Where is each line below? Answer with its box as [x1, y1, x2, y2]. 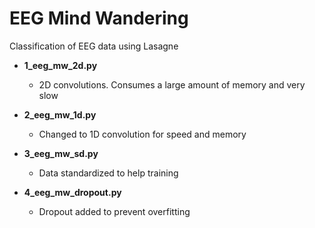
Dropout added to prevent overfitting [38, 205, 191, 217]
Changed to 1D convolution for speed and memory [38, 128, 247, 140]
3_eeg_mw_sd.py [23, 147, 99, 159]
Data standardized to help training [38, 167, 179, 179]
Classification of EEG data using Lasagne [9, 40, 179, 52]
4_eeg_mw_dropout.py [23, 186, 122, 198]
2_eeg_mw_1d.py [23, 108, 97, 121]
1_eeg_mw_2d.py [23, 59, 98, 71]
